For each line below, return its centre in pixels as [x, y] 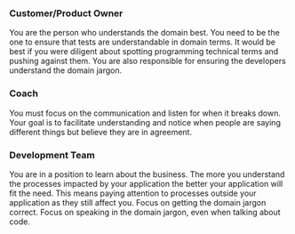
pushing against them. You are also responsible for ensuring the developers [147, 61]
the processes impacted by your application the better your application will [146, 183]
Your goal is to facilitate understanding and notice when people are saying [145, 122]
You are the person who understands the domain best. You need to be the [144, 33]
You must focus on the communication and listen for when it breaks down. [145, 113]
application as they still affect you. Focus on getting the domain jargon [138, 202]
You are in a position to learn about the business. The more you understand [147, 174]
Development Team [52, 155]
